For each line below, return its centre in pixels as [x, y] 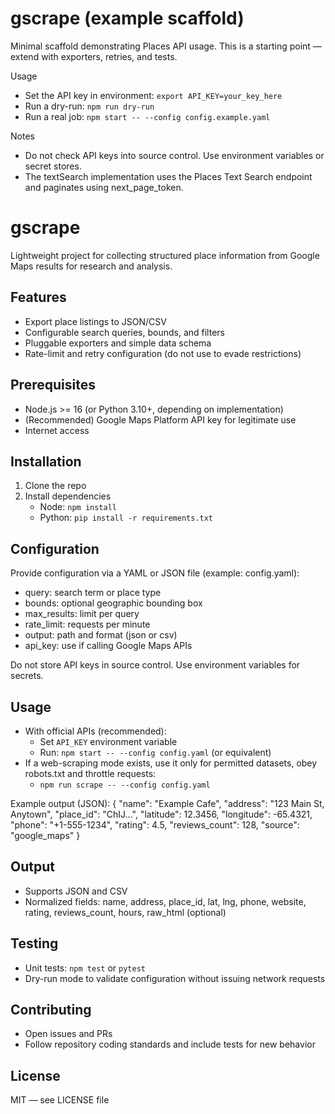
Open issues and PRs [68, 1034]
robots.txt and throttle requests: [90, 773]
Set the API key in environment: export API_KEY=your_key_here [153, 95]
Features [38, 297]
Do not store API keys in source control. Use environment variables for [155, 665]
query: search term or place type [93, 593]
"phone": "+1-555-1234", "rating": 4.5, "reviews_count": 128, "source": [155, 824]
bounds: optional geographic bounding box [113, 603]
